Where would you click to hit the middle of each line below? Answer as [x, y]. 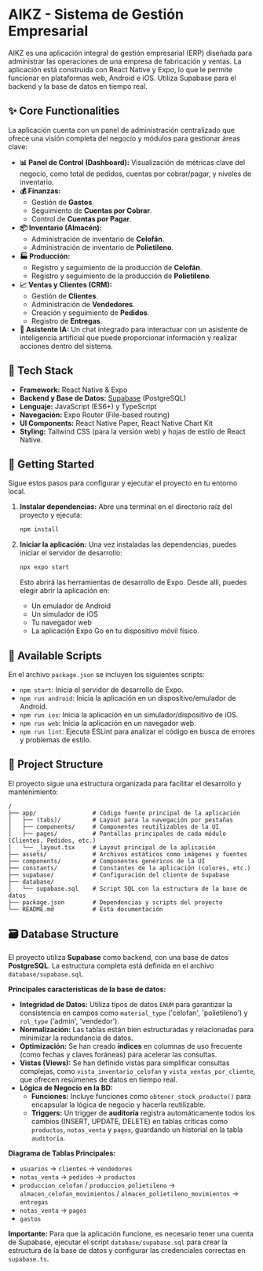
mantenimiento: [33, 792]
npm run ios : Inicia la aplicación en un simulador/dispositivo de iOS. [129, 714]
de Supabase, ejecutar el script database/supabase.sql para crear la [118, 1242]
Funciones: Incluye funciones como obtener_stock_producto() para [141, 1096]
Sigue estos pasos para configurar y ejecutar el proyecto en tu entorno [123, 483]
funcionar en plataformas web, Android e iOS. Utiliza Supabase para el [122, 78]
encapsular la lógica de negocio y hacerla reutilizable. [119, 1104]
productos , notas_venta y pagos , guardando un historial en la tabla [137, 1130]
